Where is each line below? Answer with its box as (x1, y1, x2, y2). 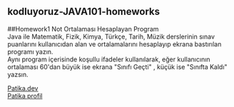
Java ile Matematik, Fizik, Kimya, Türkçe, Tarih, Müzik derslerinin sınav (7, 32, 215, 41)
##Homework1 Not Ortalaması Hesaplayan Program (7, 24, 159, 33)
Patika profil (7, 91, 43, 100)
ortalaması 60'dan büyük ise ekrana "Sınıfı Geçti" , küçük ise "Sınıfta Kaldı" (7, 62, 228, 71)
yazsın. (7, 70, 29, 78)
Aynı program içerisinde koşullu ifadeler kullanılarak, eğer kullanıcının (7, 55, 210, 63)
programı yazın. (7, 47, 54, 56)
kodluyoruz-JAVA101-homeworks (7, 6, 161, 18)
